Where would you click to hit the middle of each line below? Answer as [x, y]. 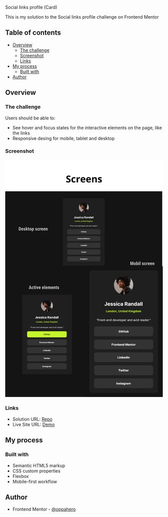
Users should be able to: [30, 118]
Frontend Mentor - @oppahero [44, 509]
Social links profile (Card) [31, 7]
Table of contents [33, 33]
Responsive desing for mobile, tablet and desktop [63, 138]
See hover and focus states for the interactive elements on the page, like [87, 127]
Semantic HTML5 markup [39, 465]
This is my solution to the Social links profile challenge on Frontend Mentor [82, 17]
